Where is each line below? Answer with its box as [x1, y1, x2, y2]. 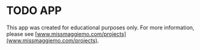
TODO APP [6, 4, 62, 18]
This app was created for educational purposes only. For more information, [6, 24, 195, 31]
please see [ [6, 30, 38, 37]
